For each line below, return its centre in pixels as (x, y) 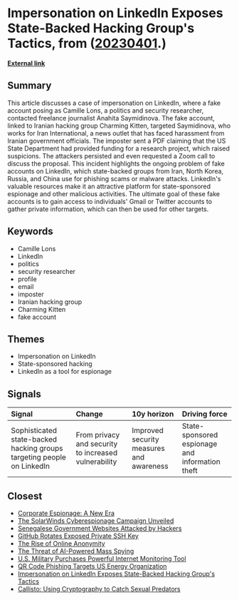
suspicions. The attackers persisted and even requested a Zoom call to (111, 156)
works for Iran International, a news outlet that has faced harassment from (116, 133)
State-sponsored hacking (55, 364)
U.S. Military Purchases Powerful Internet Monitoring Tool (102, 559)
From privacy (98, 435)
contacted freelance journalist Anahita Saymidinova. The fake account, (111, 118)
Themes (26, 339)
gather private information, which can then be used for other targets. (108, 209)
